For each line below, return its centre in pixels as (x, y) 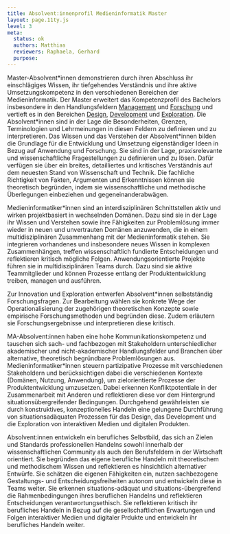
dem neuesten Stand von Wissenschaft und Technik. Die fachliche (101, 172)
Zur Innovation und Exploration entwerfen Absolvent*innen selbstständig (110, 294)
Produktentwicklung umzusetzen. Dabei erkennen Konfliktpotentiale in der (112, 387)
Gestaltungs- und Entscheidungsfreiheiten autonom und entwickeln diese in (114, 480)
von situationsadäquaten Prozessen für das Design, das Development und (112, 417)
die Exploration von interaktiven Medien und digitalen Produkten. (99, 423)
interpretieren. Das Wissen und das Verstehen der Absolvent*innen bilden (112, 136)
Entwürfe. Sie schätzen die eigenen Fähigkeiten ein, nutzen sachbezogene (113, 474)
